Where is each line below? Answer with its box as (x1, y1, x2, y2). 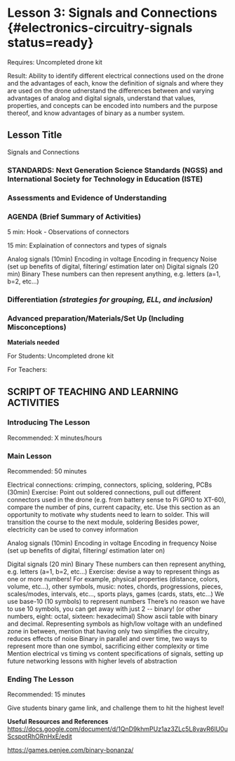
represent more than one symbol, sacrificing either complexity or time (7, 642, 209, 650)
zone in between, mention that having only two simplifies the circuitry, (7, 627, 210, 635)
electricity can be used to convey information (7, 525, 138, 534)
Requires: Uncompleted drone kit (7, 58, 103, 66)
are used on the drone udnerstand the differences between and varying (7, 86, 215, 95)
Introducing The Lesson (7, 417, 90, 427)
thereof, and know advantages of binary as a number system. (7, 109, 185, 117)
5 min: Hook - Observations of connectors (7, 227, 130, 236)
